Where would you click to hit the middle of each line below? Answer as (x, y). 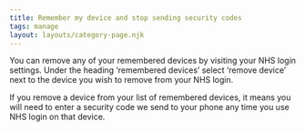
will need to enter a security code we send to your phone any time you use (149, 107)
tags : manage (34, 26)
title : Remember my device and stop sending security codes (126, 18)
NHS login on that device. (57, 117)
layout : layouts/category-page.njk (77, 35)
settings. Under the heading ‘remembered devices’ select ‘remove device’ (148, 70)
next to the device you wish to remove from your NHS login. (122, 80)
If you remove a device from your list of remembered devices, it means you (150, 97)
